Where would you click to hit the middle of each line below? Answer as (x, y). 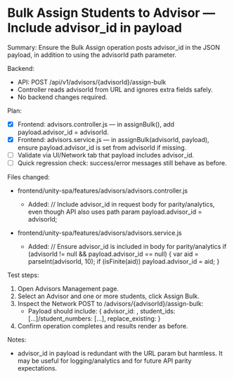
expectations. (37, 368)
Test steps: (24, 275)
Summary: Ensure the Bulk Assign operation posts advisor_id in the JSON (113, 47)
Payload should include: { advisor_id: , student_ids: (102, 311)
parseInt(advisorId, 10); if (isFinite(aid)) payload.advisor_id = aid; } (124, 262)
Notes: (17, 340)
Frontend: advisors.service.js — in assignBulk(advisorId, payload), (113, 140)
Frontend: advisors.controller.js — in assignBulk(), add (96, 124)
